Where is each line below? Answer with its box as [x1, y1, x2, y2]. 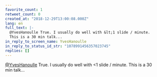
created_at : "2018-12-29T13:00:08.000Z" [5, 16, 89, 21]
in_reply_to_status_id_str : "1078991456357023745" [5, 44, 111, 49]
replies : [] [5, 48, 29, 53]
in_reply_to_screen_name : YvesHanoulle [5, 39, 87, 44]
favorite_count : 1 [5, 7, 43, 12]
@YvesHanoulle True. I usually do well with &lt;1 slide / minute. [9, 30, 151, 35]
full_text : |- [5, 26, 34, 30]
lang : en [5, 21, 23, 26]
